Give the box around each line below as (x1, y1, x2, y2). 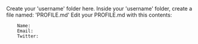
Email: (17, 28, 34, 34)
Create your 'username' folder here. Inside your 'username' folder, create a (6, 5, 193, 12)
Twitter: (17, 33, 39, 39)
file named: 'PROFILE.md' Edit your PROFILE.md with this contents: (6, 11, 173, 18)
